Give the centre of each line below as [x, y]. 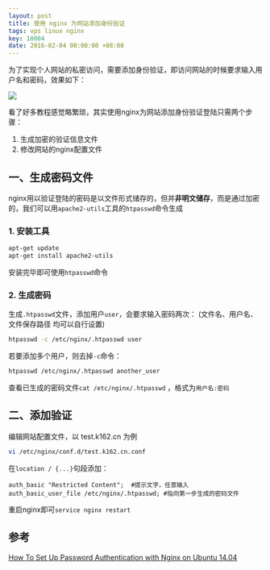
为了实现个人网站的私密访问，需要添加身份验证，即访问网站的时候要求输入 [132, 70]
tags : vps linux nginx [46, 31]
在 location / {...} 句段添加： [58, 468]
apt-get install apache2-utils [61, 256]
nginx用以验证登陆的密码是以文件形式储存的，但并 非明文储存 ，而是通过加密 [134, 198]
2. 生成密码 [30, 295]
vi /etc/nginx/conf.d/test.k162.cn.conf [77, 451]
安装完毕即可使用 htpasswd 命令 [58, 272]
